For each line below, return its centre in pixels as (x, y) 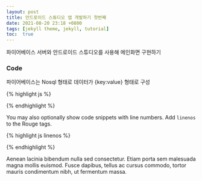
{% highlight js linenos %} (38, 136)
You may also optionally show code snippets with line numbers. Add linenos (101, 118)
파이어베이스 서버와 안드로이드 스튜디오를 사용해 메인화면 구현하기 (84, 52)
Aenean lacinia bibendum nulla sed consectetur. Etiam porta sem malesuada (101, 159)
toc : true (20, 34)
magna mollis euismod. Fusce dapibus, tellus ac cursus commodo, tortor (96, 165)
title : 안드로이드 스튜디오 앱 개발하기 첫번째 (56, 17)
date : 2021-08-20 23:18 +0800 (44, 23)
